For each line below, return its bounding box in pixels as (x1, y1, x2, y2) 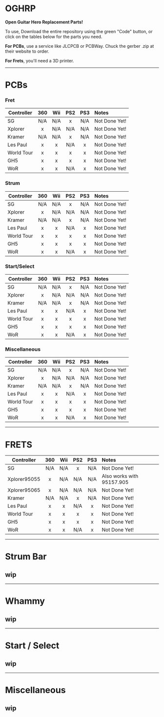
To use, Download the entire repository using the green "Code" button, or (5, 28, 153, 34)
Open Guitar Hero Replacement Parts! (5, 19, 83, 25)
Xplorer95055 (7, 476, 41, 483)
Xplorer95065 (7, 487, 41, 494)
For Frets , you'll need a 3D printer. (5, 58, 74, 63)
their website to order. (5, 48, 50, 54)
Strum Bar (5, 551, 47, 562)
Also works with (102, 473, 139, 479)
